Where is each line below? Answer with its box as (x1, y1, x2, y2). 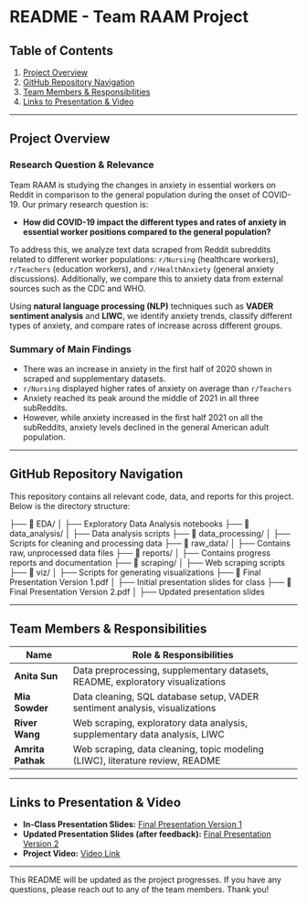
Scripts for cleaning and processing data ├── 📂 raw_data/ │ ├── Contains (9, 537, 291, 548)
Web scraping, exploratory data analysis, (72, 716, 249, 729)
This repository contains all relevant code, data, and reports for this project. (9, 491, 294, 502)
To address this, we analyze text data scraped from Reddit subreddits (9, 244, 271, 255)
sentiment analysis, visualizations (72, 701, 217, 714)
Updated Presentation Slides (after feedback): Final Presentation (22, 829, 272, 840)
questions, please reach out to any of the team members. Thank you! (9, 884, 270, 895)
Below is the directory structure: (9, 500, 131, 511)
